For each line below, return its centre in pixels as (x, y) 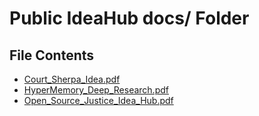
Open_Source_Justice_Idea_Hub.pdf (98, 100)
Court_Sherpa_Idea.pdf (72, 79)
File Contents (52, 55)
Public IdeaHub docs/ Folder (129, 18)
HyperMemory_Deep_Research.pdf (96, 90)
